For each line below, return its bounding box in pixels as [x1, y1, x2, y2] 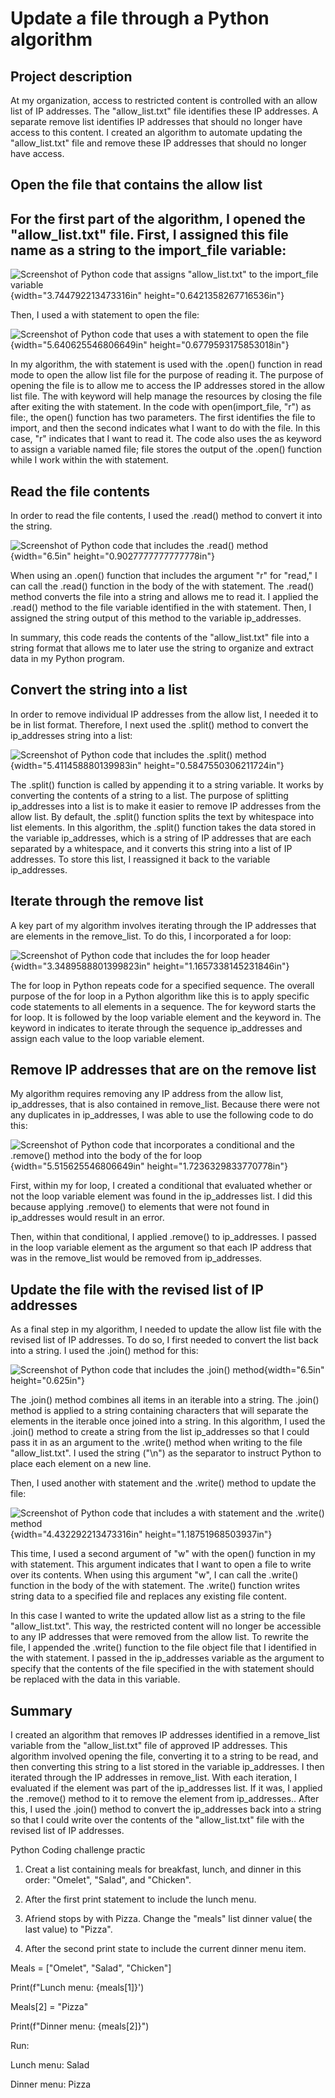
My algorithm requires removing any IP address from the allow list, [10, 1088, 284, 1100]
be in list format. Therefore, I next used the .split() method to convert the [10, 718, 309, 731]
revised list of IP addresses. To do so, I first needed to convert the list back [10, 1334, 319, 1346]
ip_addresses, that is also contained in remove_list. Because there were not [10, 1098, 320, 1111]
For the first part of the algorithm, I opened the [10, 210, 306, 227]
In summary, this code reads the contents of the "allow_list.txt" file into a [10, 632, 310, 644]
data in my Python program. [10, 653, 125, 665]
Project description [10, 68, 133, 85]
